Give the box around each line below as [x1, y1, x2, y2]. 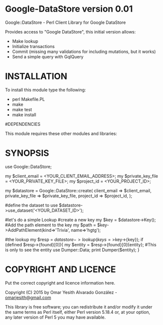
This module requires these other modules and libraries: [5, 130, 118, 137]
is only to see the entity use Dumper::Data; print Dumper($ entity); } [5, 247, 140, 253]
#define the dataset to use [5, 202, 58, 208]
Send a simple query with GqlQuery [12, 53, 84, 59]
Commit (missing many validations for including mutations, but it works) [12, 49, 156, 54]
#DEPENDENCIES [5, 121, 40, 127]
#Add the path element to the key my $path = [5, 222, 96, 228]
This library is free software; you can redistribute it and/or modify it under [5, 304, 153, 309]
